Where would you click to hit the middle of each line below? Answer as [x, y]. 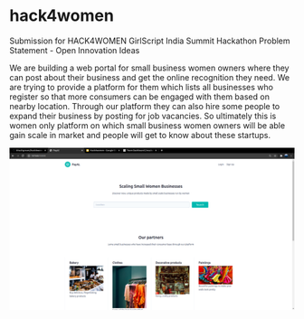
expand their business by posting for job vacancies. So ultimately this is [143, 116]
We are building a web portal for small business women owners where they [149, 68]
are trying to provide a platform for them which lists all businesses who [142, 87]
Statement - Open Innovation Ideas [75, 50]
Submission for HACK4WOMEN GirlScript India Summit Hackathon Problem [150, 41]
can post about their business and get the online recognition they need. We [150, 77]
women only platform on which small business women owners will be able [147, 125]
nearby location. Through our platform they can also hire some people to [145, 106]
